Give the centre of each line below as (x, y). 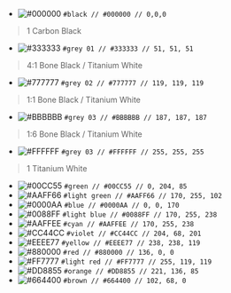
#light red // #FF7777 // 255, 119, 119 (136, 262)
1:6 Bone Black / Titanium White (85, 134)
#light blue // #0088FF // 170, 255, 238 (140, 215)
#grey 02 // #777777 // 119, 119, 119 (132, 83)
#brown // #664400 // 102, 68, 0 (125, 281)
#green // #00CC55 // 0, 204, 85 (126, 186)
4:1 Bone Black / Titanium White (85, 65)
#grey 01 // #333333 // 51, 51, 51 (128, 49)
